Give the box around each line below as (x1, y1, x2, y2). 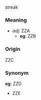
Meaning (5, 16, 27, 23)
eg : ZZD (5, 81, 22, 87)
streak (5, 4, 18, 10)
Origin (5, 46, 21, 53)
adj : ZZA (12, 28, 30, 34)
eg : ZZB (19, 33, 36, 39)
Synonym (5, 69, 29, 76)
